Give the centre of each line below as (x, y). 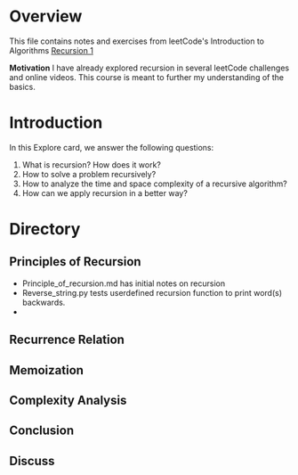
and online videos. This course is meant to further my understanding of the (147, 77)
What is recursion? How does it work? (92, 164)
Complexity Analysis (68, 401)
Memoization (47, 370)
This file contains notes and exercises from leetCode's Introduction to (137, 41)
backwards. (44, 302)
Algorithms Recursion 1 (51, 50)
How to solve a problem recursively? (89, 174)
